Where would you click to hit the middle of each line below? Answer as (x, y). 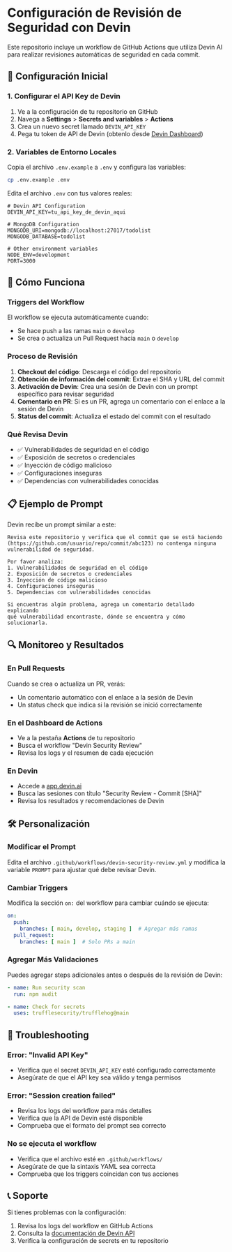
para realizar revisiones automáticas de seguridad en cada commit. (104, 54)
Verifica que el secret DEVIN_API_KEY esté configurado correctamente (116, 1070)
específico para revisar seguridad (65, 394)
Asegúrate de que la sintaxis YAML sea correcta (86, 1166)
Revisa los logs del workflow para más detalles (84, 1111)
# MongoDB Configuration (43, 224)
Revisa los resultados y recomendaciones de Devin (91, 801)
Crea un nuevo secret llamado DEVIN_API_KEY (82, 126)
